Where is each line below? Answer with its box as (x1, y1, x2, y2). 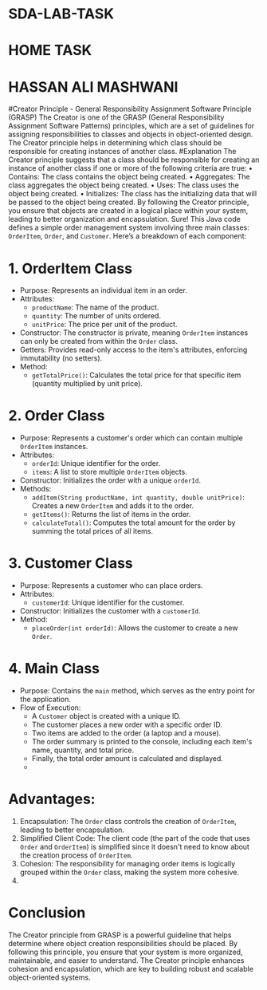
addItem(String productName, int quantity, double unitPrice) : (31, 492, 245, 503)
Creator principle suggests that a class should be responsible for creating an (8, 155, 260, 164)
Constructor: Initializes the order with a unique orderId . (19, 475, 202, 485)
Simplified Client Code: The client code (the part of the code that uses (19, 834, 251, 842)
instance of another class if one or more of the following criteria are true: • (8, 164, 253, 173)
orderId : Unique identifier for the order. (31, 459, 161, 468)
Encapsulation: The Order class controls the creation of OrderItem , (19, 817, 237, 826)
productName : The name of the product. (31, 302, 159, 312)
